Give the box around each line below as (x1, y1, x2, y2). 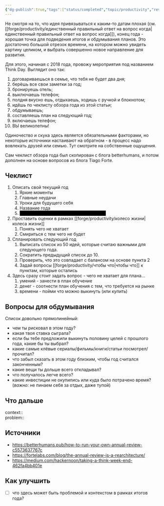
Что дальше (5, 396, 43, 405)
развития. (5, 52, 26, 58)
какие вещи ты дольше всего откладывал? (12, 367, 102, 372)
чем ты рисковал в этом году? (12, 325, 76, 331)
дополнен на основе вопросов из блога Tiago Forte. (5, 157, 114, 163)
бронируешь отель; (12, 86, 53, 92)
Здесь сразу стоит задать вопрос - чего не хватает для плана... (12, 273, 145, 279)
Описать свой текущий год (12, 184, 68, 190)
